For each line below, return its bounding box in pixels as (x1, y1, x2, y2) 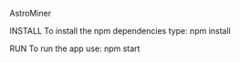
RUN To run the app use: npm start (9, 43, 141, 54)
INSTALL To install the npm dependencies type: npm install (9, 26, 231, 36)
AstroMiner (9, 8, 52, 18)
